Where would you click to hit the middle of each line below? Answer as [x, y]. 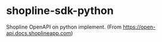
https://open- [139, 27]
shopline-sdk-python [60, 11]
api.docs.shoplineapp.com [39, 33]
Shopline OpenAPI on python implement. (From [64, 27]
